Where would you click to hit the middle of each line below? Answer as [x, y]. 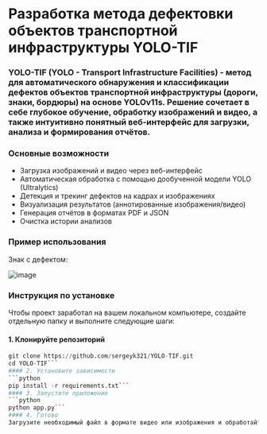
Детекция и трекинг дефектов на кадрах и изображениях [118, 196]
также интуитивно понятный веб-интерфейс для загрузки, [129, 122]
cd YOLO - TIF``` [33, 364]
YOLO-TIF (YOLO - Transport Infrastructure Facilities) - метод [130, 72]
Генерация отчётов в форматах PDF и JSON [94, 213]
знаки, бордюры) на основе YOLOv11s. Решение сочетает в [129, 103]
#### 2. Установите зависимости [62, 370]
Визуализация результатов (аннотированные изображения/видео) [133, 204]
